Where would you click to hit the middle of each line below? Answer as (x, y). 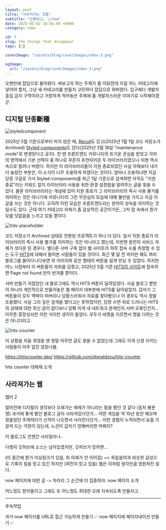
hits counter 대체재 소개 (28, 367)
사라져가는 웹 (24, 384)
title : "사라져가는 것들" (28, 14)
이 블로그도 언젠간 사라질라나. (34, 436)
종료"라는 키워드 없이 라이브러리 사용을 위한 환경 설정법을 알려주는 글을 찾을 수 (81, 185)
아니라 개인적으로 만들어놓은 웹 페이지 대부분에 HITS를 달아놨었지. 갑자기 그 (83, 289)
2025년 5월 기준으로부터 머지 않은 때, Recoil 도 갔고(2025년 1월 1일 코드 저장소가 (83, 142)
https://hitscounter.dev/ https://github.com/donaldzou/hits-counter (73, 357)
